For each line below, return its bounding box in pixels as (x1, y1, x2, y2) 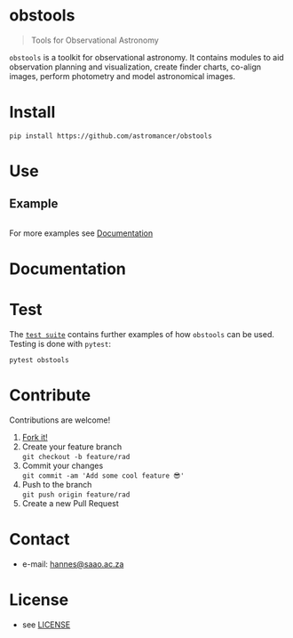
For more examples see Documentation (9, 228, 154, 238)
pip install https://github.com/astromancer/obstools (9, 131, 213, 141)
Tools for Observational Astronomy (30, 35, 160, 45)
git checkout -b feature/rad (21, 452, 131, 461)
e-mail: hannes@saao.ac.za (21, 558, 124, 569)
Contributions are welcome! (9, 415, 111, 425)
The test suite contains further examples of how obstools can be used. (9, 329, 275, 339)
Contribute (9, 385, 91, 406)
